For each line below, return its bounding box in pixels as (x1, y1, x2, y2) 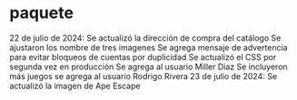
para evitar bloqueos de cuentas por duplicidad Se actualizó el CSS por (9, 51, 277, 62)
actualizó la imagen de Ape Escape (9, 80, 141, 91)
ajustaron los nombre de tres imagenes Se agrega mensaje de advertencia (9, 41, 288, 52)
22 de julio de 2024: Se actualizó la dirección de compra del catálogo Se (9, 32, 282, 43)
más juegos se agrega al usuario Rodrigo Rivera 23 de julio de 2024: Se (9, 70, 278, 81)
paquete (9, 3, 74, 23)
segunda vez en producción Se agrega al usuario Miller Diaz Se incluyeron (9, 61, 288, 72)
